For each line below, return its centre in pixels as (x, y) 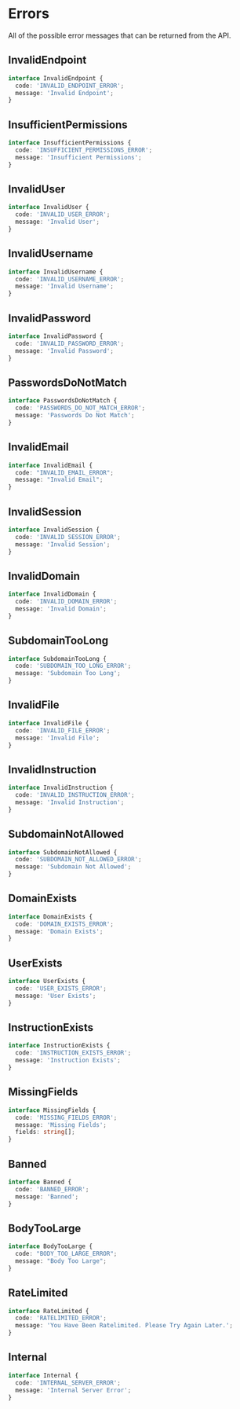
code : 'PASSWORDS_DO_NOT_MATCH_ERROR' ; (80, 408)
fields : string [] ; (45, 1132)
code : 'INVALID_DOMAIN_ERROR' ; (66, 602)
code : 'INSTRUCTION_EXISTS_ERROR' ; (73, 1053)
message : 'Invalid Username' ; (64, 286)
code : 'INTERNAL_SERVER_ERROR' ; (68, 1383)
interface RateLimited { (49, 1311)
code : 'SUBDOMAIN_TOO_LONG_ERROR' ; (73, 666)
